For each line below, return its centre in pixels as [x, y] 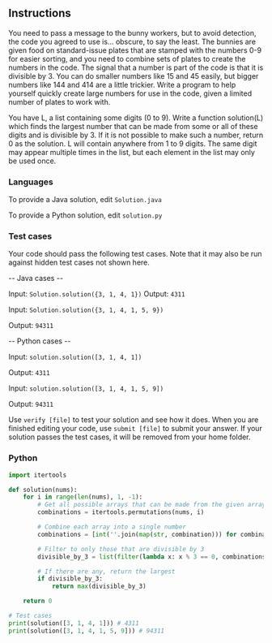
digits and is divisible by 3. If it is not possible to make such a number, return [136, 135]
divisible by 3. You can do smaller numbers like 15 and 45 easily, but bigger [134, 76]
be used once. [32, 161]
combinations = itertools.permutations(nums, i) [121, 512]
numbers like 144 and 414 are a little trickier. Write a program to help [122, 84]
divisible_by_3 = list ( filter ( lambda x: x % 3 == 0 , [128, 557]
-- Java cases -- [36, 278]
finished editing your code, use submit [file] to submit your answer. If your [136, 429]
